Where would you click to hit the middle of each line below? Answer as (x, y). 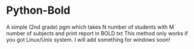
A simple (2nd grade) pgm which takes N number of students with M (90, 27)
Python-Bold (38, 10)
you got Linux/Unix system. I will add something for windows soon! (88, 39)
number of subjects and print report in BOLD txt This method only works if (97, 33)
